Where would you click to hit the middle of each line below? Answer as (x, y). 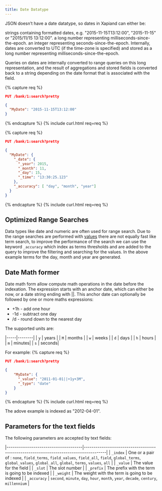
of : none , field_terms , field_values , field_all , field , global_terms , (73, 458)
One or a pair (141, 453)
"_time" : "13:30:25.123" (43, 177)
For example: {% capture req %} (37, 353)
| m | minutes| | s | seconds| (32, 343)
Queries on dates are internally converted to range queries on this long (75, 62)
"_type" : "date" (34, 384)
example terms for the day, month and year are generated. (63, 257)
